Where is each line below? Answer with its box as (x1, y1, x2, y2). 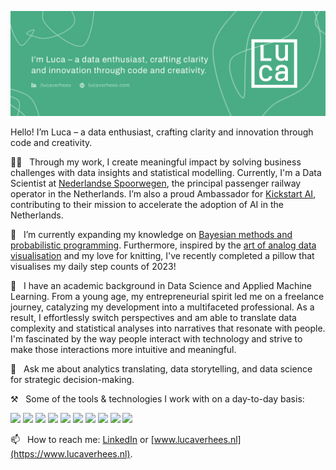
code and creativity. (10, 136, 93, 148)
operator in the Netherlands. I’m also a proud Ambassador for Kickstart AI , (10, 187, 317, 200)
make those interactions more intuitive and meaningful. (10, 343, 237, 355)
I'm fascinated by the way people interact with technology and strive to (10, 332, 303, 345)
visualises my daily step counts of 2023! (10, 260, 177, 272)
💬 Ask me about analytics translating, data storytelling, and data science (10, 362, 313, 375)
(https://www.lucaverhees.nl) (10, 447, 131, 460)
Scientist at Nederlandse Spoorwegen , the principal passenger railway (10, 177, 302, 189)
